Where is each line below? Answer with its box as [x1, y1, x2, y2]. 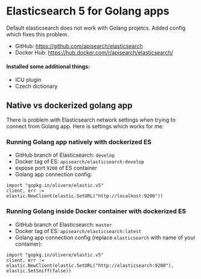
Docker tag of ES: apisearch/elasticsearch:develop [14, 158, 144, 165]
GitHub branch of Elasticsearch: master [14, 221, 112, 228]
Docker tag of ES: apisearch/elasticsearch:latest [14, 227, 142, 234]
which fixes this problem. [6, 30, 69, 38]
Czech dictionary [14, 83, 58, 90]
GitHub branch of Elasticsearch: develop [14, 151, 115, 159]
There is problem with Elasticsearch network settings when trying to [6, 116, 176, 123]
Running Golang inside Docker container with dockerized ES [6, 207, 187, 215]
